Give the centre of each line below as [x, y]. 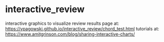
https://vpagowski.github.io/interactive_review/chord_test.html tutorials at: [82, 28]
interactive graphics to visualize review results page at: [62, 23]
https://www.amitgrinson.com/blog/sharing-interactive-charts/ [70, 34]
